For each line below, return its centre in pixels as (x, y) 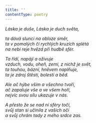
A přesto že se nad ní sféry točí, (38, 104)
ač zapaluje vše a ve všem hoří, (38, 89)
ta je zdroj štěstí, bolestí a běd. (37, 74)
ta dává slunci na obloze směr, (37, 38)
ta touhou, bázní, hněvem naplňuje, (42, 69)
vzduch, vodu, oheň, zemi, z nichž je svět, (48, 64)
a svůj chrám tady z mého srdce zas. (43, 115)
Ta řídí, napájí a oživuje (29, 58)
